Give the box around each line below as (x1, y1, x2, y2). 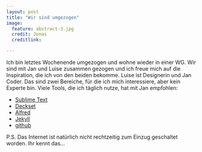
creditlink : (11, 37, 42, 43)
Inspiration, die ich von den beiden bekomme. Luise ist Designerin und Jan (6, 72, 192, 78)
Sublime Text (14, 96, 48, 103)
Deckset (14, 103, 36, 109)
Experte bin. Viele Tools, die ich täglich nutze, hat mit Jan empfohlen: (6, 84, 178, 91)
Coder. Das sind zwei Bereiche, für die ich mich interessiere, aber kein (6, 78, 181, 85)
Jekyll (14, 115, 30, 122)
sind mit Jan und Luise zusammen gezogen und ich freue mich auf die (6, 65, 181, 72)
